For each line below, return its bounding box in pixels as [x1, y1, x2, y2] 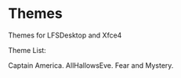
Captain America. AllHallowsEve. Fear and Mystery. [8, 60, 174, 70]
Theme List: [8, 45, 47, 55]
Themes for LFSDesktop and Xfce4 [8, 30, 122, 40]
